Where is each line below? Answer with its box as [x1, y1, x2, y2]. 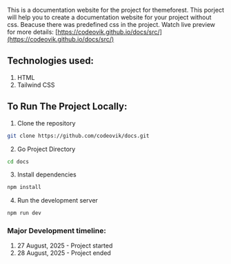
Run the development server [17, 196, 99, 205]
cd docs [7, 158, 30, 165]
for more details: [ [7, 28, 58, 36]
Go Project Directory [17, 145, 76, 153]
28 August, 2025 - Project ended [17, 249, 112, 257]
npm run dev [7, 210, 41, 216]
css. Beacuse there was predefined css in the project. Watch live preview [7, 21, 216, 28]
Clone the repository [17, 119, 76, 127]
